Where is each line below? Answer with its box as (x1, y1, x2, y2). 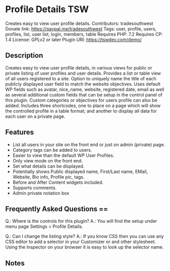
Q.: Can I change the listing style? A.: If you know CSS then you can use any (5, 233, 164, 240)
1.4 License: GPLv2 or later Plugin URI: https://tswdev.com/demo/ (5, 37, 142, 43)
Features (5, 128, 34, 137)
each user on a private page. (5, 113, 65, 119)
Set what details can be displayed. (12, 163, 85, 169)
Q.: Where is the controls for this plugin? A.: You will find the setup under (5, 218, 157, 224)
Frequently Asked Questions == (5, 205, 108, 213)
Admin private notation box (12, 190, 70, 196)
